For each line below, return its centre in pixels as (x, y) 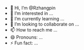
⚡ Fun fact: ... (24, 43)
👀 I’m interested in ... (32, 13)
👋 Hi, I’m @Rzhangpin (33, 8)
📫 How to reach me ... (34, 30)
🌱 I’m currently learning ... (37, 19)
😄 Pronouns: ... (26, 37)
